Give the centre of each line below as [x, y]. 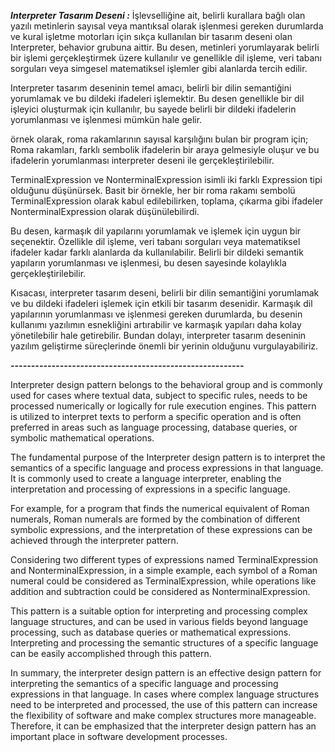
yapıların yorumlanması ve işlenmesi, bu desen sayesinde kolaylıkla [148, 263]
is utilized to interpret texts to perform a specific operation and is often [156, 416]
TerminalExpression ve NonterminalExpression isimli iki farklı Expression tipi [166, 179]
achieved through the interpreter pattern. [94, 540]
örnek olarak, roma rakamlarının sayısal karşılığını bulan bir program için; [159, 139]
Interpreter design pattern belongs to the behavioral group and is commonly [166, 384]
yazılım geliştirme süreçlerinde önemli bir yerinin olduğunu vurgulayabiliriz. [164, 346]
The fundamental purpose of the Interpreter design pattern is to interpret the [168, 457]
